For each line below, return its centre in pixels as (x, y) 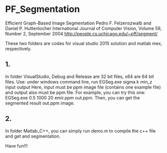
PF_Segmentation (42, 9)
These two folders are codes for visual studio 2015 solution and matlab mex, (84, 43)
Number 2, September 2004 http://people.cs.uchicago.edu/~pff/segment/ (81, 33)
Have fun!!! (16, 145)
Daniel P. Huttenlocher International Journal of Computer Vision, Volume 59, (83, 28)
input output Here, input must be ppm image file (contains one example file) (83, 87)
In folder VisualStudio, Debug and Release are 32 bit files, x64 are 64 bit (79, 76)
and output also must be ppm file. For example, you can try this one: (75, 92)
